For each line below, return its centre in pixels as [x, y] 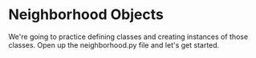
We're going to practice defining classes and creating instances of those [128, 37]
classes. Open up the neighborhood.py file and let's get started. [114, 44]
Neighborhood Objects [86, 15]
